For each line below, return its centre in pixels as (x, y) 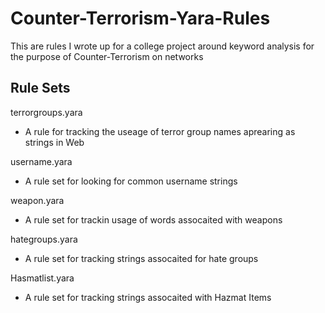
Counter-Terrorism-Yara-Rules (140, 18)
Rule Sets (40, 88)
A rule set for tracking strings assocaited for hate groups (141, 258)
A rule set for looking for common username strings (131, 181)
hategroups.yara (44, 239)
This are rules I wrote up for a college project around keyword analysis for (162, 46)
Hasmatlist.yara (42, 278)
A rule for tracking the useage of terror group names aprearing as (160, 131)
